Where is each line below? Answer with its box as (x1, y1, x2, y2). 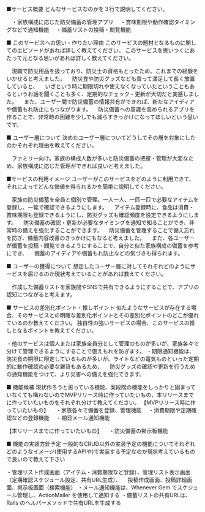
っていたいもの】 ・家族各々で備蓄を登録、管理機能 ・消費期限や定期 (6, 407, 192, 413)
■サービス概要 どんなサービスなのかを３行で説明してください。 (6, 6, 168, 12)
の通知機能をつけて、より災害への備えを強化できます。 (6, 371, 145, 378)
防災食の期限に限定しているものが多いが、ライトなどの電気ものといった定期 (6, 355, 199, 363)
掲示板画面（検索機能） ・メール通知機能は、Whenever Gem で (17, 484, 177, 491)
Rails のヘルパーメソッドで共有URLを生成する (6, 499, 121, 506)
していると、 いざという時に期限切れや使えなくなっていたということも (6, 83, 190, 90)
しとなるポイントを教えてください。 (6, 327, 97, 334)
